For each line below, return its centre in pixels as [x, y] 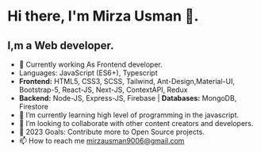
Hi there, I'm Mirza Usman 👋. [103, 16]
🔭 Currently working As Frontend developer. [91, 64]
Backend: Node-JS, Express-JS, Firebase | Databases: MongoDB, [128, 98]
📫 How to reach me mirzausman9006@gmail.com [102, 141]
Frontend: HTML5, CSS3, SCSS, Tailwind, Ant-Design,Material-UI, [127, 81]
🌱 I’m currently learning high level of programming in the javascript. [129, 115]
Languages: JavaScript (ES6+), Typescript [88, 73]
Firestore [34, 107]
